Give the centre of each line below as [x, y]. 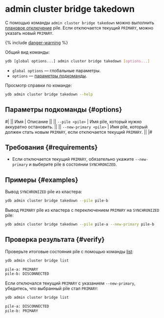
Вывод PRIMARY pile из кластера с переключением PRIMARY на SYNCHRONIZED [82, 210]
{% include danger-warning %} [37, 42]
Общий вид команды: [27, 52]
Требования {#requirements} [51, 147]
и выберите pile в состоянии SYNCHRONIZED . [73, 164]
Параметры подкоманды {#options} [64, 110]
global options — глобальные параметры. [57, 70]
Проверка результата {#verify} [55, 240]
